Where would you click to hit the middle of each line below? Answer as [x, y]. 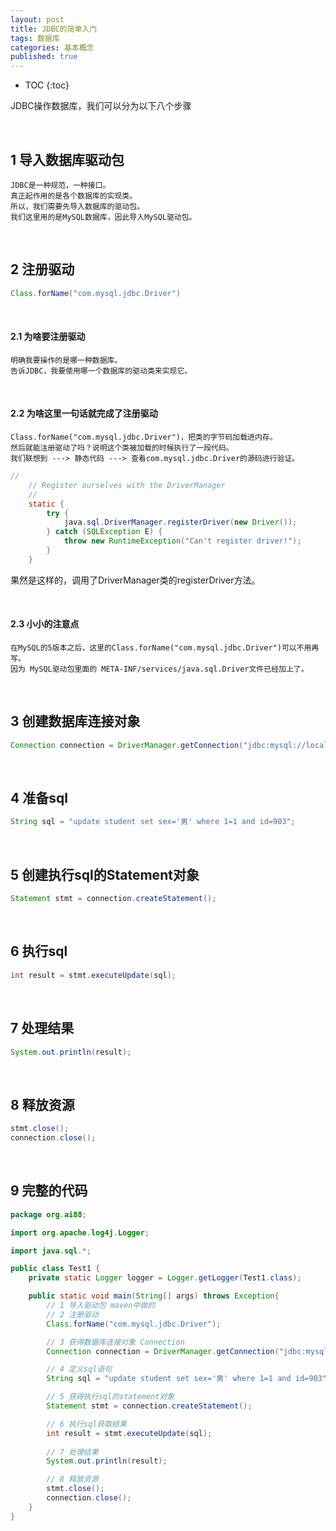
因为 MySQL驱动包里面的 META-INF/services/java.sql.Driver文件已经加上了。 [159, 669]
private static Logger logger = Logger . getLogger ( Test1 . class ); [165, 1278]
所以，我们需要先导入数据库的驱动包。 [77, 206]
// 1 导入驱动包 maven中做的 [101, 1306]
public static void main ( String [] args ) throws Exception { [154, 1296]
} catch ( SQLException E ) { [104, 532]
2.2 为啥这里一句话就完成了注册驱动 [84, 413]
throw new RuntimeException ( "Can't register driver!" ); [182, 541]
